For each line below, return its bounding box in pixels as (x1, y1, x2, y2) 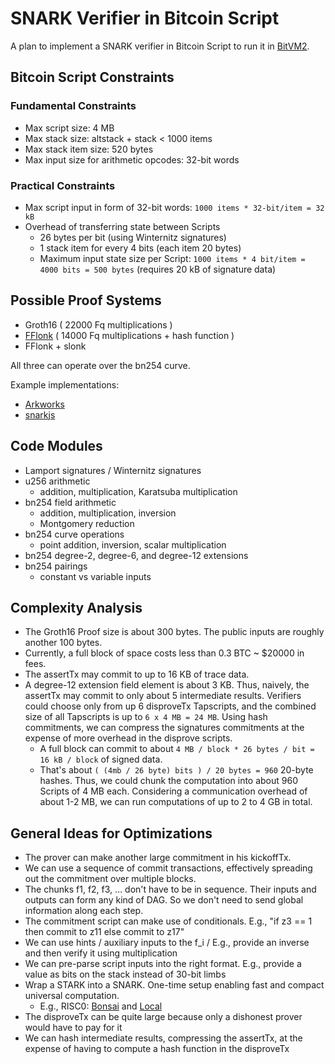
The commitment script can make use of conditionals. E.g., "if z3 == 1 (24, 915, 313, 927)
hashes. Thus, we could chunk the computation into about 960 (39, 775, 299, 787)
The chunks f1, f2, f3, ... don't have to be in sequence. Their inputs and (24, 883, 317, 896)
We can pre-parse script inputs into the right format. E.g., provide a (24, 958, 302, 970)
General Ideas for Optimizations (10, 825, 213, 842)
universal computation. (24, 990, 120, 1002)
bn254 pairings (24, 560, 88, 572)
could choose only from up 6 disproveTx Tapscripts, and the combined (24, 700, 317, 712)
